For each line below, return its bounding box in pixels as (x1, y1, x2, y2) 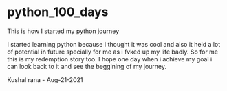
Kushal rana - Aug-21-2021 (7, 75, 83, 83)
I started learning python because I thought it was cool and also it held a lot (7, 40, 221, 48)
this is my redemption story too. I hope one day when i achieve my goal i (7, 54, 213, 63)
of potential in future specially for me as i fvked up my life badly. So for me (7, 48, 219, 56)
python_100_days (7, 4, 109, 20)
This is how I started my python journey (7, 27, 120, 35)
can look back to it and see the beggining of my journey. (7, 62, 167, 70)
